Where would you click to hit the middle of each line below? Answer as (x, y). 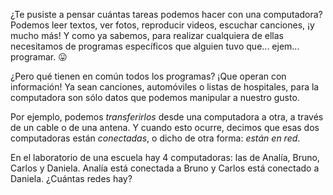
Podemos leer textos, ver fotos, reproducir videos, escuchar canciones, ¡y (162, 25)
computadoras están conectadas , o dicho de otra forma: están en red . (155, 138)
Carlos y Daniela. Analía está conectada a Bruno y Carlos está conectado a (165, 168)
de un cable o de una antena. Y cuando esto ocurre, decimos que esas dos (165, 127)
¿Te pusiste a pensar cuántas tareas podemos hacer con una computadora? (166, 14)
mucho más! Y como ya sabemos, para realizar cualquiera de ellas (147, 35)
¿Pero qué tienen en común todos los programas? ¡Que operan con (148, 76)
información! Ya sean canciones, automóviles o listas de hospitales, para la (165, 87)
